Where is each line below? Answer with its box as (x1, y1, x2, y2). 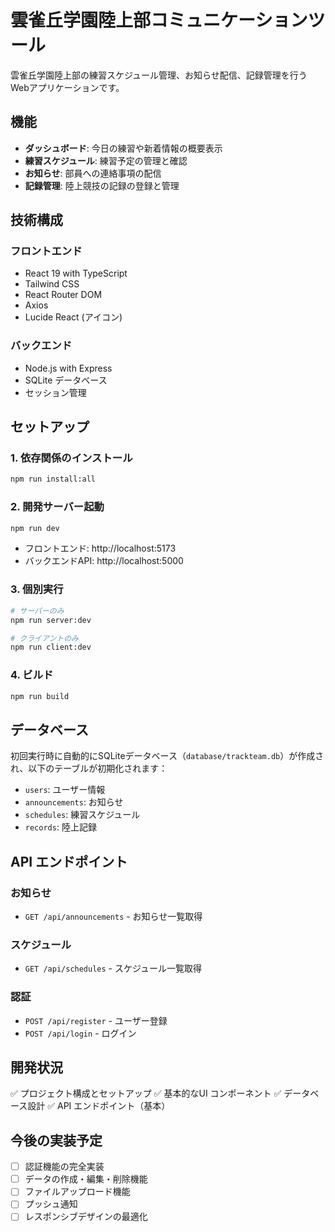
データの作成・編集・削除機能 (24, 1173, 148, 1185)
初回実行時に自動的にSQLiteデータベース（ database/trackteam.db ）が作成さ (10, 750, 325, 762)
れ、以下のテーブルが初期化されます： (10, 762, 168, 775)
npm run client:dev (10, 642, 92, 653)
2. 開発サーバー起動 (10, 500, 105, 514)
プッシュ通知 (24, 1198, 78, 1210)
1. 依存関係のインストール (10, 451, 133, 465)
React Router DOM (24, 289, 103, 301)
